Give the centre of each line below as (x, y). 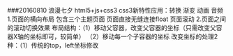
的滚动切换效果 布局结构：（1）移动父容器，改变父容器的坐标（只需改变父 (112, 28)
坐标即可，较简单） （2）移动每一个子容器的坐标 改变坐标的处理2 (124, 36)
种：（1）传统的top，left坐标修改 (53, 45)
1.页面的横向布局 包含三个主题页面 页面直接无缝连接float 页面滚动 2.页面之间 (117, 19)
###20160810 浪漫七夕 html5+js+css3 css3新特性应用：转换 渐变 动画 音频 (115, 10)
